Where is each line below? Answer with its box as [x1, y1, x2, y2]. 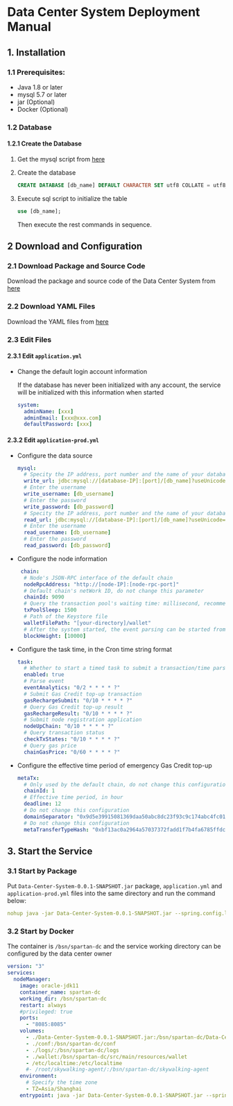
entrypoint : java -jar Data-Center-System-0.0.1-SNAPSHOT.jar [19, 1091, 203, 1099]
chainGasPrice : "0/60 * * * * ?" [24, 748, 121, 756]
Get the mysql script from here [17, 155, 105, 163]
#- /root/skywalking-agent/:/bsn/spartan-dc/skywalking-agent [25, 1066, 209, 1073]
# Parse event [24, 677, 64, 685]
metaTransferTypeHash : [24, 826, 89, 833]
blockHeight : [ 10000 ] [24, 632, 87, 639]
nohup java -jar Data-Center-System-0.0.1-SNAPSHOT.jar [7, 910, 172, 917]
